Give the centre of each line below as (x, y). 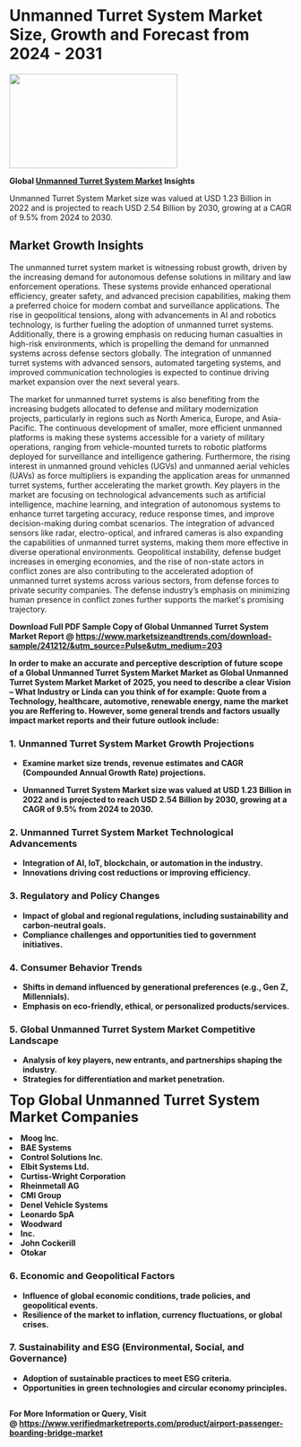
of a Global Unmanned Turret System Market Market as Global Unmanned (149, 672)
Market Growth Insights (77, 246)
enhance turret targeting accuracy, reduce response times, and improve (142, 514)
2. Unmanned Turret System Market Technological (121, 832)
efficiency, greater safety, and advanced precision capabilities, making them (150, 296)
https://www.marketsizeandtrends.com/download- (174, 636)
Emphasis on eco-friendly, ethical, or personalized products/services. (155, 1006)
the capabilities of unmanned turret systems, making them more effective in (149, 542)
